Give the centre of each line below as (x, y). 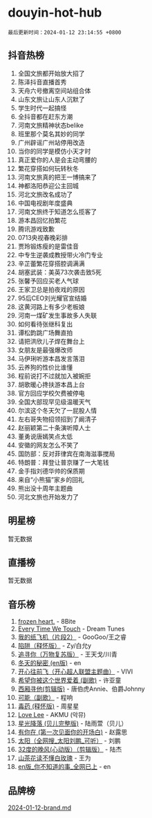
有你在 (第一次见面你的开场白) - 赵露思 (73, 732)
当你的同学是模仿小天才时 (54, 151)
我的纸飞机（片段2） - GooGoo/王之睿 (72, 637)
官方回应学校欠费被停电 (51, 393)
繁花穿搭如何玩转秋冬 (48, 168)
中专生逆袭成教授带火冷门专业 (60, 254)
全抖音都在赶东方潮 (45, 116)
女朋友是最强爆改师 (45, 350)
